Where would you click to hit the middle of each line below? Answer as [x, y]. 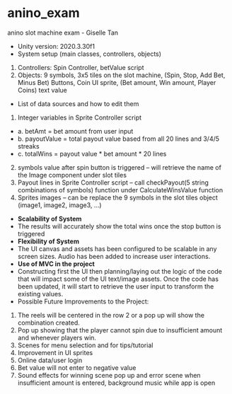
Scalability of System [50, 219]
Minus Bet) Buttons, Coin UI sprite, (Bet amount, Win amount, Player [117, 82]
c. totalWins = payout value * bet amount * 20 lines [92, 153]
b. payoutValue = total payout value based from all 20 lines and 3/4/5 [118, 139]
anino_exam [43, 13]
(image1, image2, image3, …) [59, 205]
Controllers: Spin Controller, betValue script [81, 67]
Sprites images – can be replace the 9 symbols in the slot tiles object [117, 197]
